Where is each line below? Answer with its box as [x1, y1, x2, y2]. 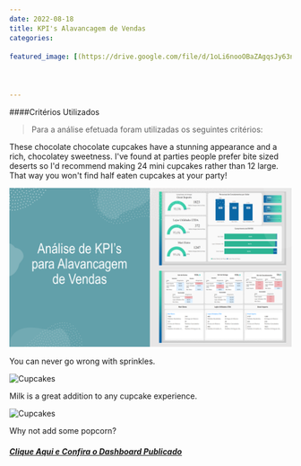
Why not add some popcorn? [9, 426, 116, 436]
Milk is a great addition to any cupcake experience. [9, 391, 198, 401]
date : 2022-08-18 [9, 14, 74, 23]
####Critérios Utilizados [9, 106, 100, 117]
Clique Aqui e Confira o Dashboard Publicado [9, 445, 183, 457]
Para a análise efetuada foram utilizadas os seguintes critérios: [30, 124, 263, 135]
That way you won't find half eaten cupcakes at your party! [9, 170, 228, 180]
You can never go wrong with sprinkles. [9, 356, 156, 367]
